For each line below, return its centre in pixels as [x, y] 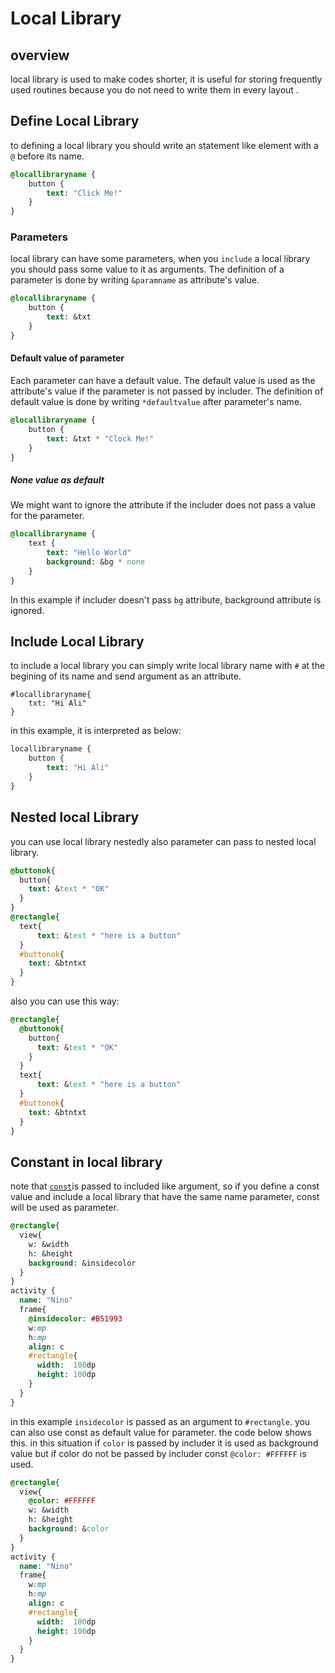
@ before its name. [47, 156]
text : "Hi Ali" [78, 768]
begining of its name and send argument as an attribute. [126, 676]
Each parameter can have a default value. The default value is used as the [163, 381]
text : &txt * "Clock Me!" [100, 438]
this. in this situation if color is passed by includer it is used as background [164, 1443]
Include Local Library [77, 642]
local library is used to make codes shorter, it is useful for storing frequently [166, 79]
